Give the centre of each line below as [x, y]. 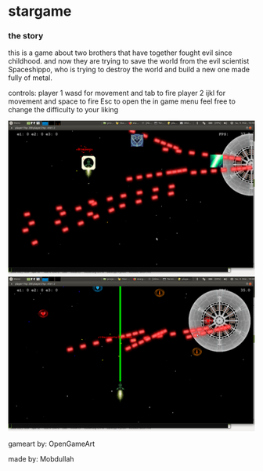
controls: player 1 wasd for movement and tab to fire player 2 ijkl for [117, 93]
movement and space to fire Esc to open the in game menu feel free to [122, 101]
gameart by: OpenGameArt [52, 444]
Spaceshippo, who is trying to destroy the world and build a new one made [129, 70]
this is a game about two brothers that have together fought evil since [120, 53]
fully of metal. [30, 78]
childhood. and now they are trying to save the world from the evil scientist [129, 61]
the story [26, 36]
